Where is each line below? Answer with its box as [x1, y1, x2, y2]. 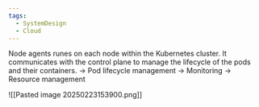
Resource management [8, 74, 86, 84]
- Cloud [15, 27, 42, 35]
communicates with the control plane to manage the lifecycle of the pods [8, 57, 252, 67]
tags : [8, 11, 27, 20]
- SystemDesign [15, 19, 67, 27]
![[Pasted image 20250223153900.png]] [8, 90, 143, 100]
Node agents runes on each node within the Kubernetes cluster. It [8, 49, 228, 59]
